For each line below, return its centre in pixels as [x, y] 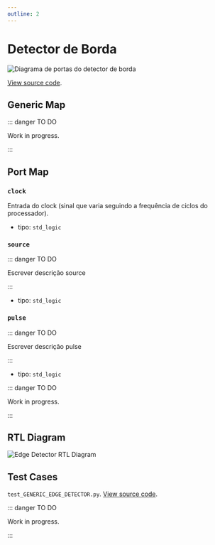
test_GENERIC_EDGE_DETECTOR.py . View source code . [83, 494]
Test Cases [33, 477]
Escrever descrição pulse [44, 346]
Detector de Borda [62, 49]
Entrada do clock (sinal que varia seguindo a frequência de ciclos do [107, 206]
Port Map [28, 172]
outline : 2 [23, 14]
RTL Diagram [37, 438]
